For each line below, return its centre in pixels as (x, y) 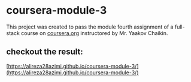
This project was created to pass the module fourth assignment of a (90, 27)
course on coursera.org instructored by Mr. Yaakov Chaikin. (94, 33)
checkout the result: (45, 52)
